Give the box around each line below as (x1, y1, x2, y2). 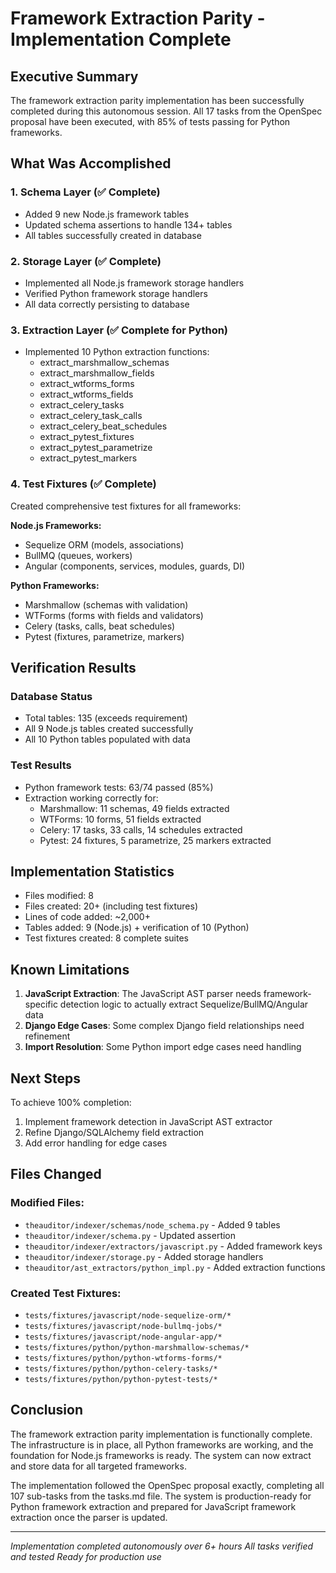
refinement (24, 1030, 71, 1042)
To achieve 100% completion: (10, 1097, 132, 1108)
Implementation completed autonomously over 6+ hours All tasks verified (10, 1540, 314, 1552)
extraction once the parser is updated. (10, 1511, 168, 1523)
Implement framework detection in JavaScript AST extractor (24, 1116, 273, 1127)
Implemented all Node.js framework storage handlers (24, 277, 245, 289)
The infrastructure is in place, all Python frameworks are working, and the (10, 1438, 314, 1451)
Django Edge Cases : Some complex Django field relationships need (24, 1020, 305, 1032)
